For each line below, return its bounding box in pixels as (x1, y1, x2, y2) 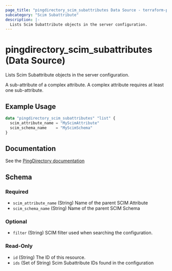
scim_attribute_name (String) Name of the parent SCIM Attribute (12, 200, 148, 206)
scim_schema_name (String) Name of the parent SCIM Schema (12, 205, 140, 211)
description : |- (5, 17, 40, 22)
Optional (5, 218, 27, 225)
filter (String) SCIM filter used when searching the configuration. (12, 229, 153, 236)
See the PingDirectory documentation (5, 158, 85, 164)
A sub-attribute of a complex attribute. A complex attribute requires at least (5, 82, 164, 88)
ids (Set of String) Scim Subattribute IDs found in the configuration (12, 260, 154, 266)
